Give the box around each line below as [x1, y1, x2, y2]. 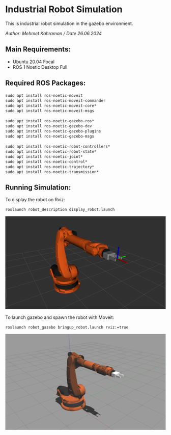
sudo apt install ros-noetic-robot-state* [5, 149, 97, 154]
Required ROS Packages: [5, 79, 86, 88]
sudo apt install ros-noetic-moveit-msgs [5, 108, 95, 113]
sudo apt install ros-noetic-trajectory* [5, 164, 95, 169]
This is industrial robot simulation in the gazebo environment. [5, 20, 133, 26]
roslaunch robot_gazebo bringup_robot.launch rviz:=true [5, 325, 129, 330]
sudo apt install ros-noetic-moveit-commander [5, 98, 106, 103]
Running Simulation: [5, 183, 71, 192]
